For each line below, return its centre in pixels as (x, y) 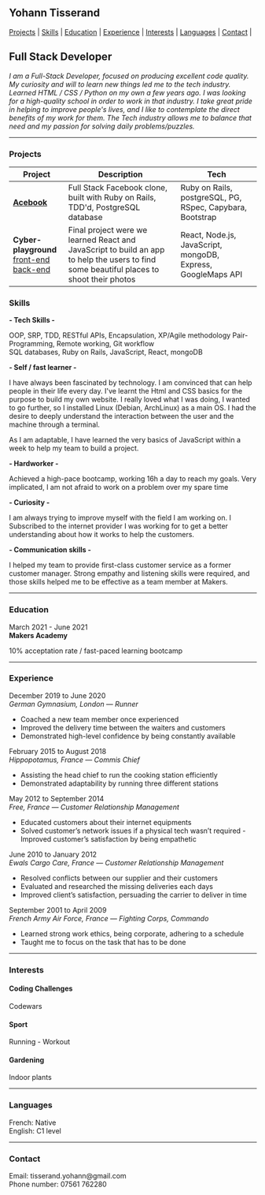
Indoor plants (30, 1077)
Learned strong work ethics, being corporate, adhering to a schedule (132, 933)
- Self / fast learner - (43, 368)
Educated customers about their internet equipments (106, 822)
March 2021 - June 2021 (48, 627)
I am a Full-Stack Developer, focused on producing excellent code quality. (129, 76)
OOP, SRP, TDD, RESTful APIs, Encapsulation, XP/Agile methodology (120, 335)
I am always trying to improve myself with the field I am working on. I (120, 518)
